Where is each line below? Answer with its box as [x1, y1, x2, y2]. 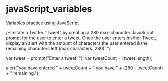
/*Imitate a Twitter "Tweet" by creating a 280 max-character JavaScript [6, 29, 154, 35]
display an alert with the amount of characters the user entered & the [6, 40, 148, 46]
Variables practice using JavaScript [6, 20, 79, 26]
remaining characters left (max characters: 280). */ [6, 45, 111, 51]
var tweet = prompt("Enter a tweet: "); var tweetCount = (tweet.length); [6, 55, 153, 61]
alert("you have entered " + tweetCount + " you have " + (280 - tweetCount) [6, 65, 163, 71]
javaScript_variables [6, 3, 92, 15]
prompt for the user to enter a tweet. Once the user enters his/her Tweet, [6, 35, 157, 41]
